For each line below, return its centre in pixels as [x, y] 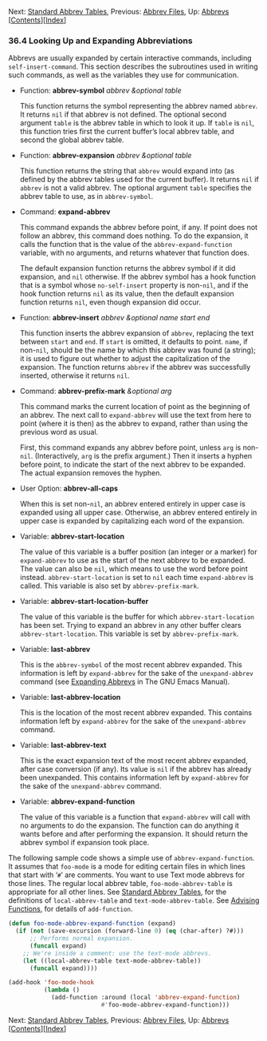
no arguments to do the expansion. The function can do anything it [129, 825]
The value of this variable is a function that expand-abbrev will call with [135, 817]
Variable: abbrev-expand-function [77, 801]
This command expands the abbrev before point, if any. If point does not [138, 228]
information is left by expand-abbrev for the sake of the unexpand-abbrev [136, 673]
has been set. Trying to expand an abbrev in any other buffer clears [130, 626]
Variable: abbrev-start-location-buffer [84, 602]
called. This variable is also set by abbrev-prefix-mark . [109, 586]
